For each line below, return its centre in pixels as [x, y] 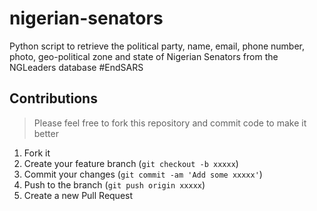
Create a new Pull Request [78, 195]
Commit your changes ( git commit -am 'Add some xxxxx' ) [143, 174]
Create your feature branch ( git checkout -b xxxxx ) [131, 163]
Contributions [53, 98]
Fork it [37, 153]
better [46, 133]
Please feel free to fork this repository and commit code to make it [170, 123]
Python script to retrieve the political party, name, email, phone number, [157, 46]
